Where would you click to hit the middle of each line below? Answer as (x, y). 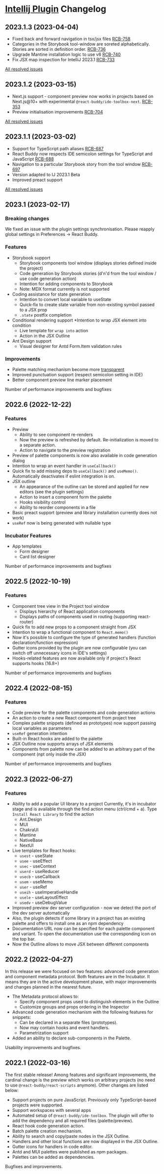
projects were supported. (38, 1105)
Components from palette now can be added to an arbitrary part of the (83, 749)
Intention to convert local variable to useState (65, 299)
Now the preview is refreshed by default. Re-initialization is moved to (89, 439)
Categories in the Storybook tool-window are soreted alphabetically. (81, 44)
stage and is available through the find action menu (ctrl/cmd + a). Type (84, 809)
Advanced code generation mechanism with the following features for (82, 1012)
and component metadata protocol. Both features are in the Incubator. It (78, 976)
